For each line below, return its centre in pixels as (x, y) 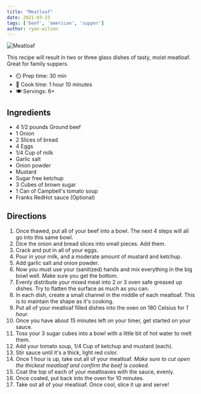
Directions (27, 217)
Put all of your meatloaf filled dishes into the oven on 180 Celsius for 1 (102, 307)
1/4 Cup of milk (34, 153)
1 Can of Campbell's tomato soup (57, 191)
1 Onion (25, 134)
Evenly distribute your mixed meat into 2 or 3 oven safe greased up (99, 282)
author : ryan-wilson (33, 29)
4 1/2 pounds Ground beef (48, 127)
